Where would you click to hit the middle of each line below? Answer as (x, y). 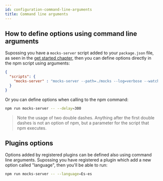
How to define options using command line (71, 34)
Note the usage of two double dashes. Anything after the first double (86, 117)
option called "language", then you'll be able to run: (56, 165)
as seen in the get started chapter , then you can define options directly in (78, 58)
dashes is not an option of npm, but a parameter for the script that (83, 123)
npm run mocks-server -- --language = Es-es (49, 174)
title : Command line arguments (37, 14)
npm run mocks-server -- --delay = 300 (43, 108)
